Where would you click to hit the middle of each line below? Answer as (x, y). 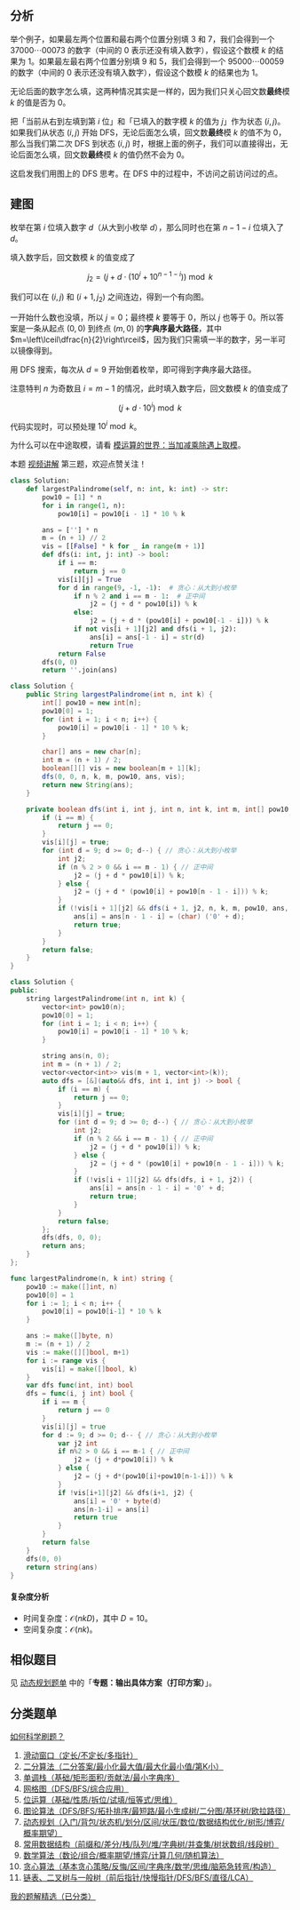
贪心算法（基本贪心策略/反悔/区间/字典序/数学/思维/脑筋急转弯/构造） (150, 1866)
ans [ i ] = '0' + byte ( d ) (118, 1501)
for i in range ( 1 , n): (84, 505)
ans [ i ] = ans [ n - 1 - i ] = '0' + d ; (157, 1189)
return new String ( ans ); (88, 784)
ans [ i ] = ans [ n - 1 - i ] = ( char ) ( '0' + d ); (159, 917)
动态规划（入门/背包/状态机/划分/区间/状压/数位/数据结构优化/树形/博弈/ (154, 1822)
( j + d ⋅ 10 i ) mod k (150, 407)
